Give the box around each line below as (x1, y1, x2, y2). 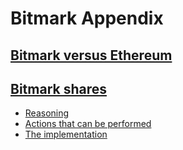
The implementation (24, 128, 108, 141)
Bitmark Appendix (10, 7, 164, 30)
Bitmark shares (10, 80, 108, 97)
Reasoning (24, 107, 70, 119)
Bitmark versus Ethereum (10, 47, 173, 64)
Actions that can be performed (24, 118, 152, 130)
